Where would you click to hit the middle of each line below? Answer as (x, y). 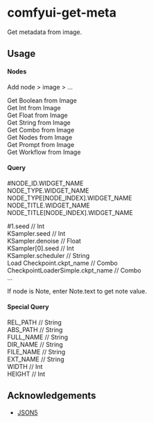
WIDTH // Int (25, 366)
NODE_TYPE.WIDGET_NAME (48, 190)
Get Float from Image (37, 115)
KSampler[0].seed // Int (41, 248)
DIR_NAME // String (35, 344)
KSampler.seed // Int (36, 233)
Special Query (28, 307)
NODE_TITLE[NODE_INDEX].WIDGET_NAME (70, 212)
